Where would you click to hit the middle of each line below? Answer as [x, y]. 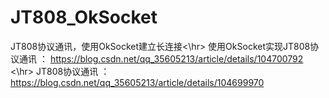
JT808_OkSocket [84, 17]
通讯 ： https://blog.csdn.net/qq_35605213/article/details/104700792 [161, 58]
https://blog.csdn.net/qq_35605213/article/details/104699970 [137, 82]
